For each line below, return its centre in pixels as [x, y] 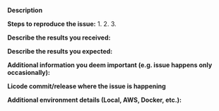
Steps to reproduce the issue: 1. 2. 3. [62, 24]
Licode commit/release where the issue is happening [87, 86]
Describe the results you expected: [60, 51]
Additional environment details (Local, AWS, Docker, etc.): [95, 100]
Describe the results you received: [59, 37]
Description [25, 10]
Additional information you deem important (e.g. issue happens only [110, 65]
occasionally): [29, 72]
